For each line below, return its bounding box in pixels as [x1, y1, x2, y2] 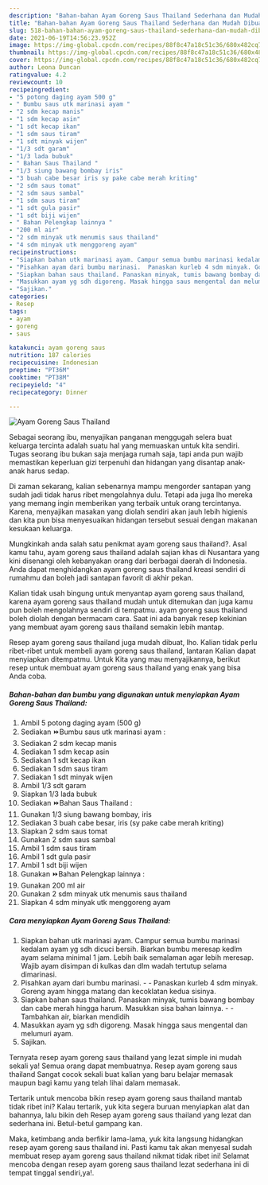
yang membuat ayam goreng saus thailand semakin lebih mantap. [9, 622, 225, 632]
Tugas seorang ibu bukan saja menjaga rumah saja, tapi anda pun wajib [9, 449, 243, 459]
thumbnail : [9, 49, 45, 56]
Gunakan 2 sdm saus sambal [20, 835, 116, 845]
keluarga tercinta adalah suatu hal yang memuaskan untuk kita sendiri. [9, 441, 240, 450]
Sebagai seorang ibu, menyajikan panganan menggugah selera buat [9, 433, 233, 442]
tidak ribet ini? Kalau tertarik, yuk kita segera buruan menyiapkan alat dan [9, 1102, 250, 1112]
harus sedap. [26, 466, 70, 476]
